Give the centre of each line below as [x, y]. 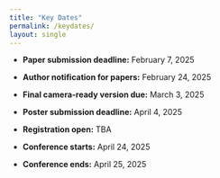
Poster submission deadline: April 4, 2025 [102, 112]
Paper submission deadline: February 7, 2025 [109, 60]
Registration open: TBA [67, 129]
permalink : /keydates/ [52, 26]
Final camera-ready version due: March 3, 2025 [113, 94]
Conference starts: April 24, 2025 [86, 147]
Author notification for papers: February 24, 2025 [117, 77]
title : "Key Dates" [46, 18]
